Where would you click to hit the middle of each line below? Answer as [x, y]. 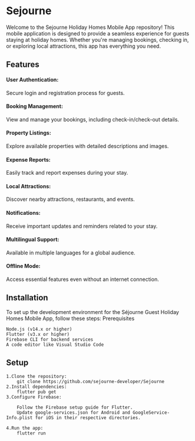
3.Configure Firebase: [34, 397]
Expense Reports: [29, 159]
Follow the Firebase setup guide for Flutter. [75, 407]
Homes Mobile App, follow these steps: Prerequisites [70, 318]
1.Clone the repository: [37, 376]
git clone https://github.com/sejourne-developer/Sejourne [91, 381]
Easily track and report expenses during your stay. [67, 173]
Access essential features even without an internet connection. [82, 279]
